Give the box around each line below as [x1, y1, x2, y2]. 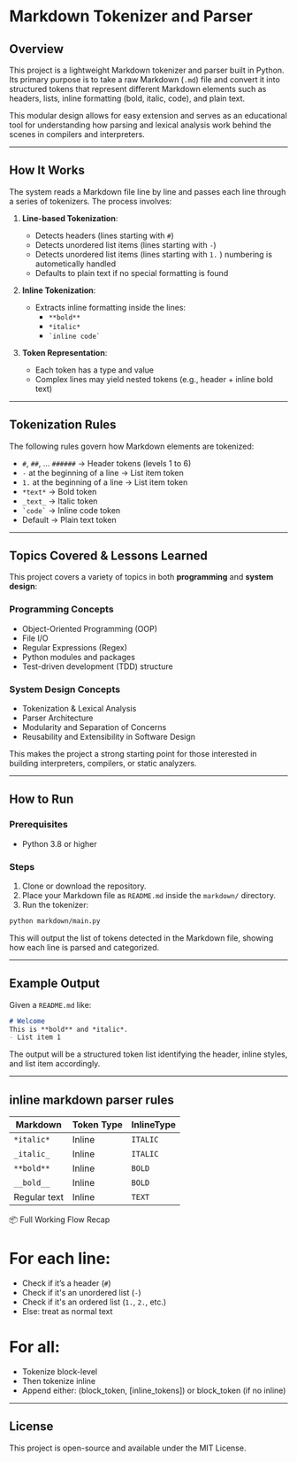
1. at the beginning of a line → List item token [21, 476, 188, 488]
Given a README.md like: [9, 999, 92, 1010]
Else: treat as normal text [21, 1306, 113, 1317]
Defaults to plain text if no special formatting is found [34, 267, 229, 278]
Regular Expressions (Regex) [21, 642, 128, 652]
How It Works [9, 163, 86, 178]
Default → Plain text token [21, 514, 117, 525]
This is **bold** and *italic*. [9, 1025, 128, 1034]
